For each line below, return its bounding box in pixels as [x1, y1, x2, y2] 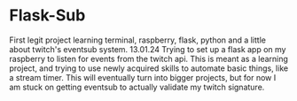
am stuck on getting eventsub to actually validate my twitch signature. [9, 82, 265, 92]
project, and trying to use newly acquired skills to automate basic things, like [9, 63, 289, 74]
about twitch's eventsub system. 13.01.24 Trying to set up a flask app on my [9, 43, 286, 54]
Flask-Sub [9, 5, 86, 26]
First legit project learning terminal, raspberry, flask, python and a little [9, 35, 266, 45]
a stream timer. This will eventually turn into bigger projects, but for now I [9, 72, 277, 82]
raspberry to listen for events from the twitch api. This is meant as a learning [9, 53, 288, 64]
